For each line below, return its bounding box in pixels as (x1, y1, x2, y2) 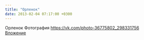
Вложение (5, 30, 27, 36)
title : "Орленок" (5, 7, 40, 12)
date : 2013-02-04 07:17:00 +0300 (5, 12, 72, 16)
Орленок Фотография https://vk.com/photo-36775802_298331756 (5, 25, 139, 30)
